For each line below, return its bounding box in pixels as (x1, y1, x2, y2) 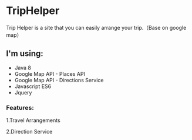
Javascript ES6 (14, 83, 52, 90)
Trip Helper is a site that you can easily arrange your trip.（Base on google (6, 24, 187, 31)
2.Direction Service (6, 128, 53, 135)
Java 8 (14, 64, 31, 71)
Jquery (14, 89, 32, 96)
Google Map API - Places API (14, 70, 85, 77)
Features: (6, 103, 34, 111)
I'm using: (6, 48, 44, 59)
